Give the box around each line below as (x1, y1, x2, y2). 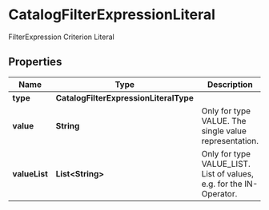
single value (201, 125, 247, 137)
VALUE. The (201, 115, 247, 126)
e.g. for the (201, 178, 243, 189)
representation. (201, 135, 259, 146)
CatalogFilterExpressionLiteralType (55, 92, 194, 103)
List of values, (201, 168, 254, 179)
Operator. (201, 188, 238, 199)
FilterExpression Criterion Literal (8, 32, 114, 42)
